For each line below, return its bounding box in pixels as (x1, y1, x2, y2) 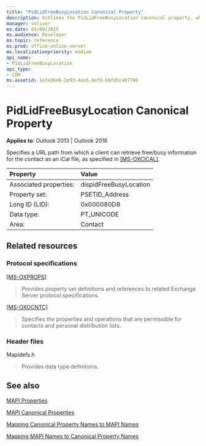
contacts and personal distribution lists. (21, 322, 121, 329)
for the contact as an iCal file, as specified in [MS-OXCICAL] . (6, 156, 160, 163)
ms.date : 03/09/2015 (6, 26, 59, 32)
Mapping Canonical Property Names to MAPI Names (6, 420, 139, 428)
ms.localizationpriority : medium (6, 49, 92, 55)
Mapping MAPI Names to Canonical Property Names (6, 433, 139, 440)
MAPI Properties (6, 396, 48, 404)
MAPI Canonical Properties (6, 409, 75, 416)
